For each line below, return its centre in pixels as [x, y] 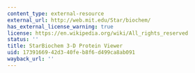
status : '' [23, 40]
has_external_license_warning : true [60, 26]
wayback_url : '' [31, 59]
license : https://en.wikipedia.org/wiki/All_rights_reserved [98, 33]
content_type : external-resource [56, 14]
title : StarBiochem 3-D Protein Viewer [65, 46]
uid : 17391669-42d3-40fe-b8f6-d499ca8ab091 [71, 53]
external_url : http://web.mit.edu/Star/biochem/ [79, 20]
